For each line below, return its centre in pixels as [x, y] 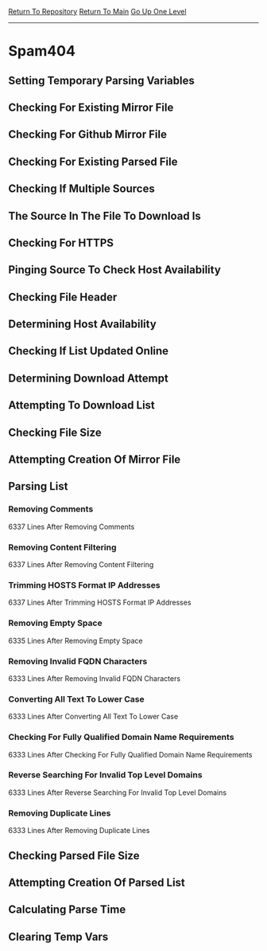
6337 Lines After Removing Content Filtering [81, 565]
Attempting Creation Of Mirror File [95, 460]
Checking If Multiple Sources [81, 189]
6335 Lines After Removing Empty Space [75, 640]
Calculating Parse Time [67, 910]
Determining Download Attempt [88, 378]
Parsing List [38, 486]
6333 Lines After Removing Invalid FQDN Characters [95, 678]
